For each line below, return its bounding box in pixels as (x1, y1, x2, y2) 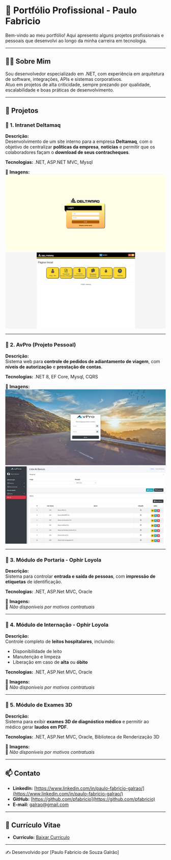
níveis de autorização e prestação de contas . (5, 364, 103, 370)
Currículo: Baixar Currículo (12, 834, 70, 841)
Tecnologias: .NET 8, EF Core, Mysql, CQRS (5, 373, 98, 379)
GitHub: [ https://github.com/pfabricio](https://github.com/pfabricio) (12, 796, 155, 802)
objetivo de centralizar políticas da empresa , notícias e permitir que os (5, 144, 155, 150)
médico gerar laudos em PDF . (5, 724, 68, 730)
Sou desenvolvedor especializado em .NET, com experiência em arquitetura (5, 71, 164, 77)
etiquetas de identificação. (5, 579, 63, 585)
